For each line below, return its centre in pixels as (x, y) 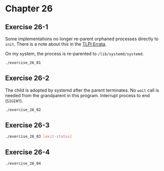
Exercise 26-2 (27, 78)
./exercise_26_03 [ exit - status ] (39, 137)
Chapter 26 (29, 9)
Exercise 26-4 (28, 152)
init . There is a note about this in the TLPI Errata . (56, 44)
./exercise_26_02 (23, 110)
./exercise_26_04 (23, 164)
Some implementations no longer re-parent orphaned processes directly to (82, 39)
